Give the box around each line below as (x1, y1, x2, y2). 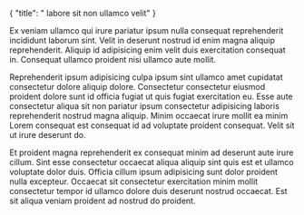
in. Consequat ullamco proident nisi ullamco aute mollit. (9, 54, 216, 64)
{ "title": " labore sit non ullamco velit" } (9, 8, 156, 18)
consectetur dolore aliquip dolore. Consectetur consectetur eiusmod (9, 82, 266, 92)
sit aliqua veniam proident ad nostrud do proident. (9, 195, 196, 206)
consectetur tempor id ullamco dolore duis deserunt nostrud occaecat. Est (9, 186, 288, 196)
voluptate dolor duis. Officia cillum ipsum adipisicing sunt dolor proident (9, 167, 279, 177)
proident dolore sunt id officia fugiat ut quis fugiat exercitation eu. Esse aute (9, 91, 293, 102)
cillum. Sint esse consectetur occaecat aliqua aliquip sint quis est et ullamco (9, 157, 294, 167)
